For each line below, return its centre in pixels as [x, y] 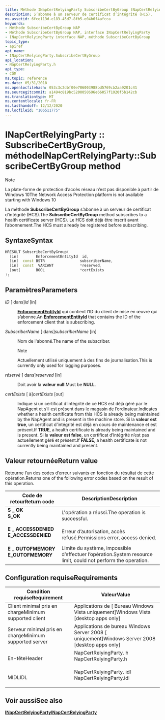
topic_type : [17, 42]
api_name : [15, 51]
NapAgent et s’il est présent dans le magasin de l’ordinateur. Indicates [87, 409]
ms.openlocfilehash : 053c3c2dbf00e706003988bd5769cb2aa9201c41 [71, 87]
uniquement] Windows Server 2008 [115, 639]
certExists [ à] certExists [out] [34, 394]
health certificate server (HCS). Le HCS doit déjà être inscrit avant [72, 220]
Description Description [110, 498]
